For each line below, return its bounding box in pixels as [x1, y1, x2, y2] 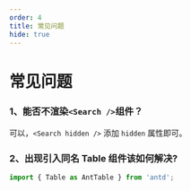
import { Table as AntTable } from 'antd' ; [9, 173, 175, 182]
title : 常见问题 [9, 22, 65, 30]
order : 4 [9, 13, 42, 22]
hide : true [9, 30, 50, 39]
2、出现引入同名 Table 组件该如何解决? [9, 152, 178, 164]
